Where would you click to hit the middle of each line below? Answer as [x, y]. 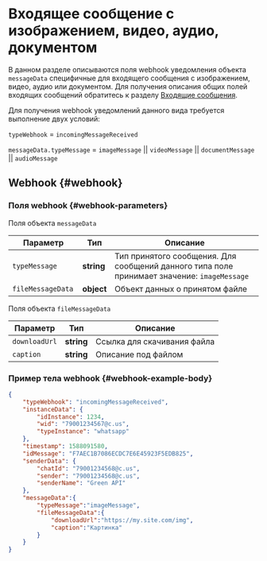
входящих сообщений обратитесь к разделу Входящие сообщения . [123, 95]
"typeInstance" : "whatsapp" [83, 431]
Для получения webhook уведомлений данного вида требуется [116, 110]
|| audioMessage [33, 158]
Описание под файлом [139, 354]
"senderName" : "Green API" [81, 483]
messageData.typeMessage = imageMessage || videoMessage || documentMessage [132, 149]
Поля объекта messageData [52, 222]
